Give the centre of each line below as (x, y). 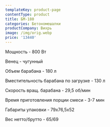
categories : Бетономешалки (33, 24)
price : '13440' (21, 38)
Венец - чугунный (24, 61)
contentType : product (27, 14)
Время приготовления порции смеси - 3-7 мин (55, 100)
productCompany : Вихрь (28, 28)
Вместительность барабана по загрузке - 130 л (55, 81)
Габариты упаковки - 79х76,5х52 (40, 110)
